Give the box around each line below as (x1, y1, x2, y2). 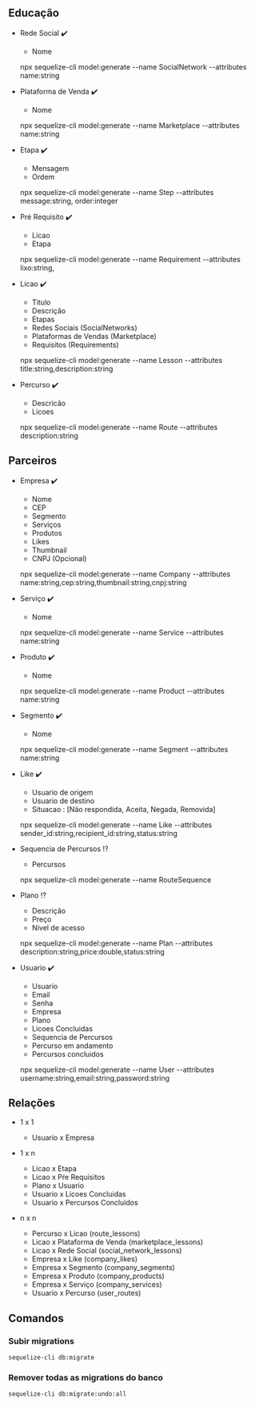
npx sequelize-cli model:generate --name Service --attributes (19, 627, 224, 637)
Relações (8, 1097, 56, 1110)
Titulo (31, 297, 51, 307)
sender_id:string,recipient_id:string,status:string (19, 828, 178, 838)
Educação (8, 6, 60, 20)
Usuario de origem (31, 787, 94, 797)
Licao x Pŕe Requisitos (31, 1173, 106, 1182)
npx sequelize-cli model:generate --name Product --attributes (19, 686, 225, 695)
